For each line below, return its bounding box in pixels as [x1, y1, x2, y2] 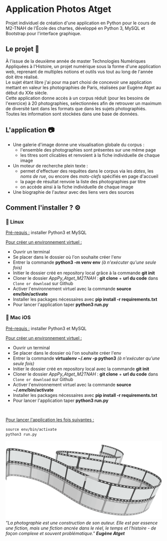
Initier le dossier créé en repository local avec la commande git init [12, 366, 150, 372]
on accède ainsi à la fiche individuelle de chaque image [20, 184, 133, 190]
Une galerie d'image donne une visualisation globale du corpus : [12, 142, 145, 148]
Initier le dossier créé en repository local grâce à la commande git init [12, 270, 155, 276]
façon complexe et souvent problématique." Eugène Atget [5, 530, 125, 536]
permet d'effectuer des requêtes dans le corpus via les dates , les [20, 168, 154, 174]
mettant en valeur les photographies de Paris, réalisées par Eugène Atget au [5, 84, 162, 90]
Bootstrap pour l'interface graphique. [5, 30, 81, 36]
